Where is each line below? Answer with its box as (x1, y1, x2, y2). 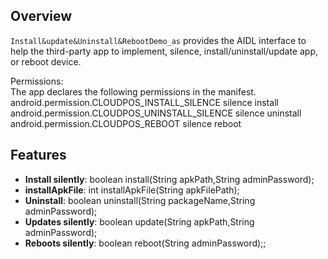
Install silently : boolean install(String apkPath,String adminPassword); (24, 173, 315, 185)
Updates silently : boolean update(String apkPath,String (24, 215, 255, 228)
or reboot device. (10, 55, 82, 68)
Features (10, 147, 67, 164)
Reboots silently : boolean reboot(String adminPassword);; (24, 237, 267, 249)
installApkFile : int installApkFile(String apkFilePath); (24, 184, 240, 196)
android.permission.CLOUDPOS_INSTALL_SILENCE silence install (10, 96, 279, 108)
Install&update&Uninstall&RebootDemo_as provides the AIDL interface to (10, 34, 307, 46)
